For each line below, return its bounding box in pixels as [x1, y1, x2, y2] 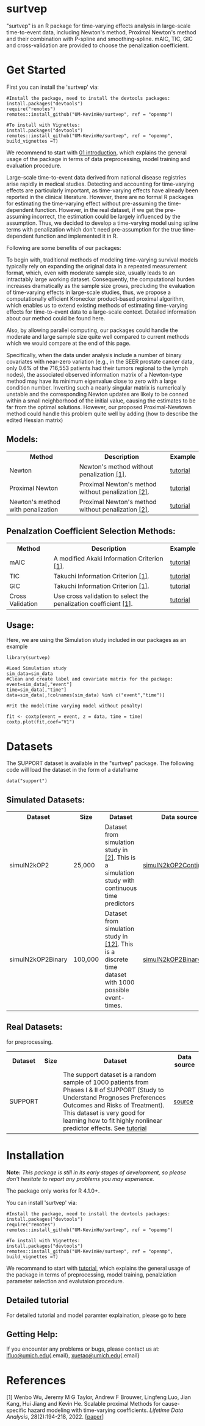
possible [104, 986, 129, 994]
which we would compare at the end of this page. [6, 339, 131, 347]
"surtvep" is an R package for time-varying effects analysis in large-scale [6, 22, 191, 29]
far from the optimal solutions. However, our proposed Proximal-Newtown [6, 403, 192, 410]
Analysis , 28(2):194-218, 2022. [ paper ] [6, 1413, 104, 1420]
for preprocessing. [6, 1038, 53, 1046]
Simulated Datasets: [6, 794, 85, 805]
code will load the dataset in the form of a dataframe [6, 766, 138, 774]
